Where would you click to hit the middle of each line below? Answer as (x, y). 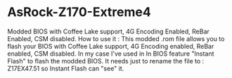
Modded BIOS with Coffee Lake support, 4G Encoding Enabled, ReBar (108, 31)
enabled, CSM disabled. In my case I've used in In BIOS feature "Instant (111, 54)
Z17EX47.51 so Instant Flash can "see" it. (66, 68)
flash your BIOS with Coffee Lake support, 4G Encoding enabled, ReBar (111, 46)
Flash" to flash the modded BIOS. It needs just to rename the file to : (106, 61)
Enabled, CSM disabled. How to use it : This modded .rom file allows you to (116, 38)
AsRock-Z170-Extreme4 (79, 12)
